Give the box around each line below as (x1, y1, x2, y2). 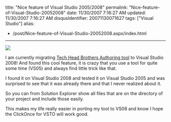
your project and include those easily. (5, 96, 84, 102)
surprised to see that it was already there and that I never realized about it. (5, 81, 162, 86)
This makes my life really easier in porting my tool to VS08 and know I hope (5, 106, 164, 111)
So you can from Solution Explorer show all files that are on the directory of (5, 90, 163, 96)
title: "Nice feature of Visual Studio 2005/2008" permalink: (5, 5, 128, 10)
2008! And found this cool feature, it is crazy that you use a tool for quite (5, 60, 158, 66)
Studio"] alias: (5, 20, 35, 26)
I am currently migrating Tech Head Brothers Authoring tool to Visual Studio (5, 54, 164, 60)
